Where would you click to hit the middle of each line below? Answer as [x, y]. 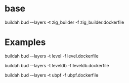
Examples [25, 42]
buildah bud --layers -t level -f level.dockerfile [52, 56]
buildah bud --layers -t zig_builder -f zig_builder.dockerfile [64, 22]
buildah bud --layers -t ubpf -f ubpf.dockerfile [51, 75]
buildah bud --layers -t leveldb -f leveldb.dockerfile [57, 65]
